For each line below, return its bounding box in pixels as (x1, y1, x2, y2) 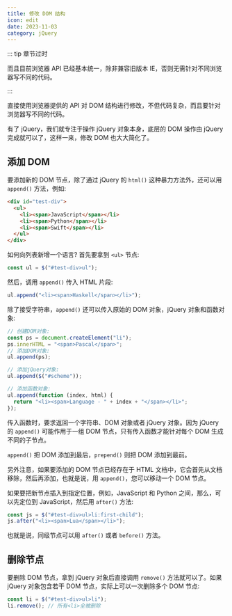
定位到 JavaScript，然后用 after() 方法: (19, 497, 134, 505)
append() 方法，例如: (7, 184, 67, 193)
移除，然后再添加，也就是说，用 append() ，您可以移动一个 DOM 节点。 (7, 474, 210, 482)
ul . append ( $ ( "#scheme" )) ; (7, 373, 82, 380)
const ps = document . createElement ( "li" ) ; (7, 334, 132, 341)
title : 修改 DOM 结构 (7, 10, 66, 17)
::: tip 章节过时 (7, 49, 48, 58)
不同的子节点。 (7, 436, 50, 444)
